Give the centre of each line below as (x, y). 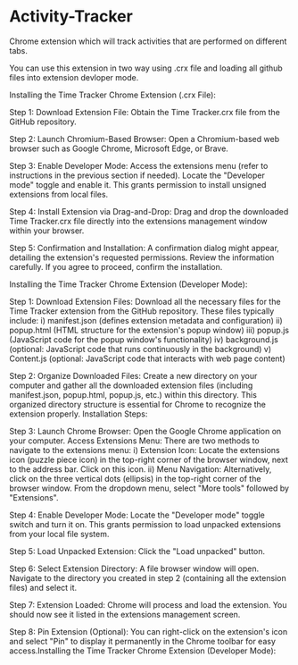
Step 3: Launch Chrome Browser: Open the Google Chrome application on (145, 431)
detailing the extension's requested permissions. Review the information (142, 257)
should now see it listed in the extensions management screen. (125, 614)
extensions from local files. (59, 194)
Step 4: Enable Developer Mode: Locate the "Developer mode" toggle (137, 515)
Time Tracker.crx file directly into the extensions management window (138, 221)
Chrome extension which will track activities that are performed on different (148, 41)
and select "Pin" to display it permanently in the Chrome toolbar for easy (143, 641)
